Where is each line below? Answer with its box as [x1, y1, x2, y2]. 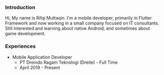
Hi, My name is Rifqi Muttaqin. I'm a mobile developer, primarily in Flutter [5, 15, 152, 21]
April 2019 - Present [19, 64, 60, 70]
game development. [5, 31, 46, 37]
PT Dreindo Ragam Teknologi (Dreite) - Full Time [19, 59, 118, 65]
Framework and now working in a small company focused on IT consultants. [5, 20, 160, 26]
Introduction [5, 4, 35, 11]
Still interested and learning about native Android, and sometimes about [5, 25, 150, 31]
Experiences [5, 43, 36, 50]
